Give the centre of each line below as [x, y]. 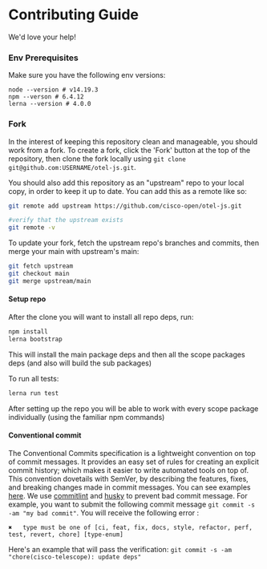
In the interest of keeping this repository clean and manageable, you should [133, 141]
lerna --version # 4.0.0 [50, 104]
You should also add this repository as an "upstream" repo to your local [126, 183]
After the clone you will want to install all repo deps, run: [101, 317]
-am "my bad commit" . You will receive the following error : [104, 513]
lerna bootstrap [35, 339]
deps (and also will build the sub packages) [80, 363]
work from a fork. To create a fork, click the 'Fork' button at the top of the [129, 150]
